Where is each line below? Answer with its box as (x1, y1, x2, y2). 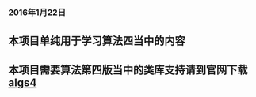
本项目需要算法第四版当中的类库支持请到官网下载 (8, 63, 248, 76)
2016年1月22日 (8, 7, 66, 18)
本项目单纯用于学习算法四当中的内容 (8, 34, 185, 47)
